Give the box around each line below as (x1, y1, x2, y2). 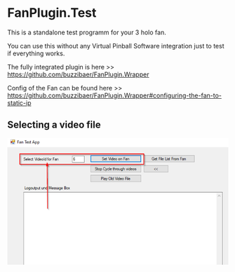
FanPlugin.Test (7, 5, 97, 21)
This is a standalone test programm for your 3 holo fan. (7, 28, 166, 36)
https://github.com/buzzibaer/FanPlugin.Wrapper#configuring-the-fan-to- (7, 91, 222, 100)
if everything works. (7, 49, 65, 57)
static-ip (7, 98, 32, 107)
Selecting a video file (7, 119, 101, 131)
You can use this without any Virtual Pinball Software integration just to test (7, 41, 224, 50)
